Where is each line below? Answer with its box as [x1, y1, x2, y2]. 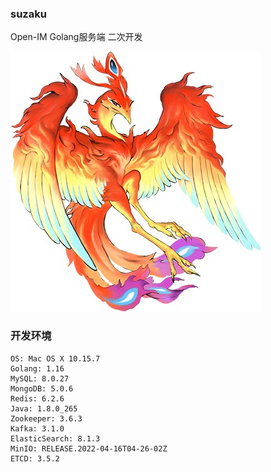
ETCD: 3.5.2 [10, 453, 60, 464]
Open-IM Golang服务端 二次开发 [10, 31, 143, 43]
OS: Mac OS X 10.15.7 [10, 353, 101, 364]
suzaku [10, 7, 47, 21]
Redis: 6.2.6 [10, 393, 65, 404]
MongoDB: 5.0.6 [10, 383, 74, 394]
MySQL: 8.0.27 [10, 373, 70, 384]
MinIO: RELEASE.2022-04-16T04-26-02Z [10, 443, 168, 454]
